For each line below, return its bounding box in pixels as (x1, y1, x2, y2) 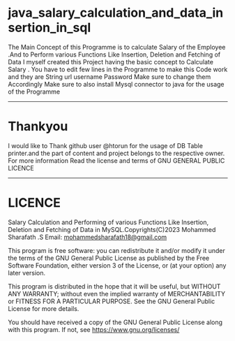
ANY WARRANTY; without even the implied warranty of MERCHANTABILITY (8, 289, 226, 298)
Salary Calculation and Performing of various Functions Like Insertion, (8, 218, 209, 226)
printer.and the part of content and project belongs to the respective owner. (8, 149, 225, 157)
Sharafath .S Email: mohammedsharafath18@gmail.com (8, 233, 167, 241)
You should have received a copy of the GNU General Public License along (8, 318, 222, 326)
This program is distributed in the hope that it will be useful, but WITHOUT (8, 282, 221, 291)
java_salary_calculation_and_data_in (8, 5, 224, 21)
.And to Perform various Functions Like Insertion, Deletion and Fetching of (8, 50, 221, 59)
